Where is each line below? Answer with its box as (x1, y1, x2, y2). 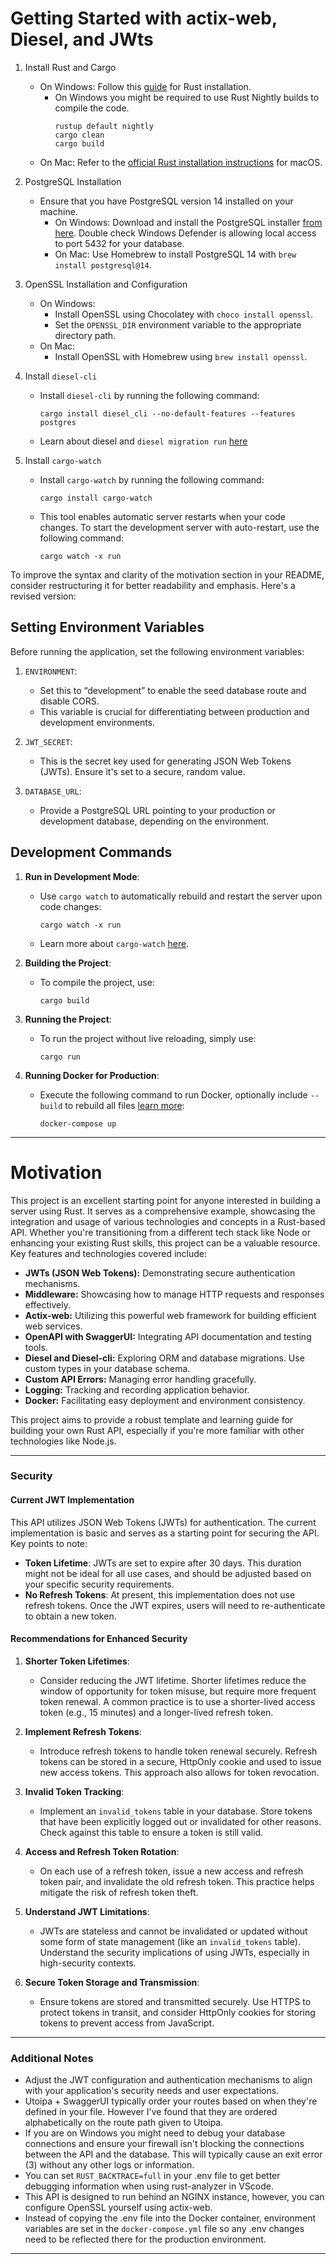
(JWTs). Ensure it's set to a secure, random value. (39, 765, 246, 777)
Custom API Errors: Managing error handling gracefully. (24, 1373, 257, 1385)
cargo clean (54, 130, 105, 140)
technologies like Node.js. (10, 1435, 117, 1447)
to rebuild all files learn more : (64, 1099, 185, 1111)
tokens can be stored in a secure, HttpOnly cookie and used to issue (39, 1755, 322, 1767)
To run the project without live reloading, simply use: (39, 1032, 257, 1044)
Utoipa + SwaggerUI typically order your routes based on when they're (24, 2095, 318, 2107)
